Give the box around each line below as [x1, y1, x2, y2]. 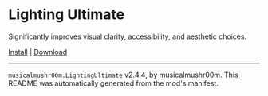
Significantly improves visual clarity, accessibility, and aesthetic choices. [8, 32, 247, 41]
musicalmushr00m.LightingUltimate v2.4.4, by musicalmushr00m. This [8, 70, 238, 79]
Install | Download [8, 47, 68, 56]
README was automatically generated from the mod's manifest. [8, 78, 219, 88]
